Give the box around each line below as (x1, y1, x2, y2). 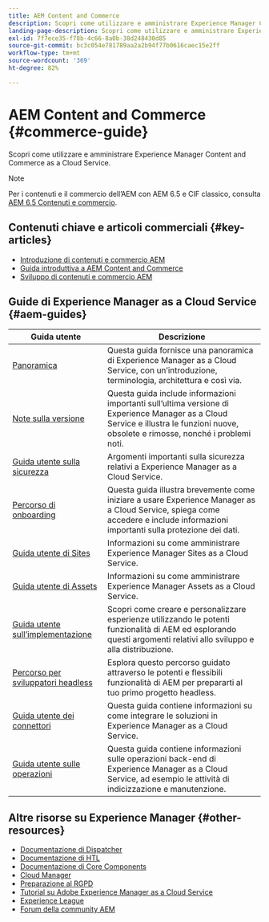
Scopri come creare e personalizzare (106, 604, 247, 615)
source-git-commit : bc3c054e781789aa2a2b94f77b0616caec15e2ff (8, 42, 220, 50)
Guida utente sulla (12, 456, 81, 467)
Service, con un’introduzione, (106, 365, 218, 376)
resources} (8, 823, 66, 837)
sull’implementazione (12, 629, 92, 640)
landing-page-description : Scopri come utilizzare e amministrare (8, 27, 235, 35)
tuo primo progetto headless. (106, 687, 216, 699)
